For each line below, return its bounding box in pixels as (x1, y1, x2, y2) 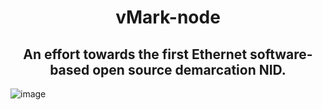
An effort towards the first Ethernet (23, 46, 248, 63)
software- (249, 46, 313, 63)
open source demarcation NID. (92, 61, 287, 78)
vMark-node (115, 6, 221, 29)
